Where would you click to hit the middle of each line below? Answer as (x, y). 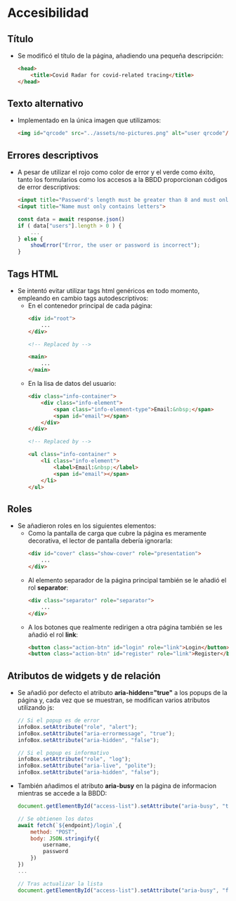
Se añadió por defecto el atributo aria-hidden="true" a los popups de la (122, 693)
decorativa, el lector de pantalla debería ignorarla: (100, 541)
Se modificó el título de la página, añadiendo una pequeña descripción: (120, 56)
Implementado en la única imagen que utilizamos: (89, 120)
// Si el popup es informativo (63, 753)
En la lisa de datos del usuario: (72, 384)
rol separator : (48, 588)
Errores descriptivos (53, 155)
